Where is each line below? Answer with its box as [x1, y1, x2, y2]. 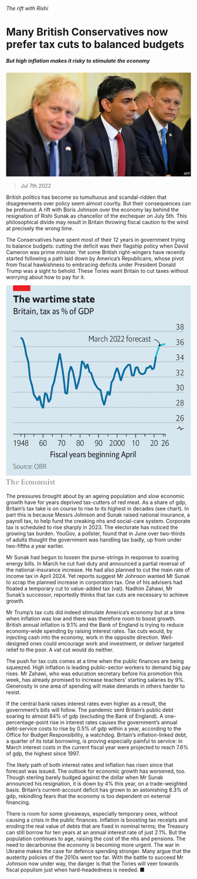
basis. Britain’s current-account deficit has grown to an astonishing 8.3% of [6, 786, 189, 793]
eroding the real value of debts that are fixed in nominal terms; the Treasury [6, 823, 189, 830]
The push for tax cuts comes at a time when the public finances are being [6, 658, 184, 664]
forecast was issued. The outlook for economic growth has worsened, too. [6, 768, 186, 775]
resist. [6, 689, 21, 695]
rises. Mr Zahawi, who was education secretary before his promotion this [6, 670, 183, 677]
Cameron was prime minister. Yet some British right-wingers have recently [6, 249, 186, 256]
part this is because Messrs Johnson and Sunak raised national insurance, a [6, 511, 191, 518]
